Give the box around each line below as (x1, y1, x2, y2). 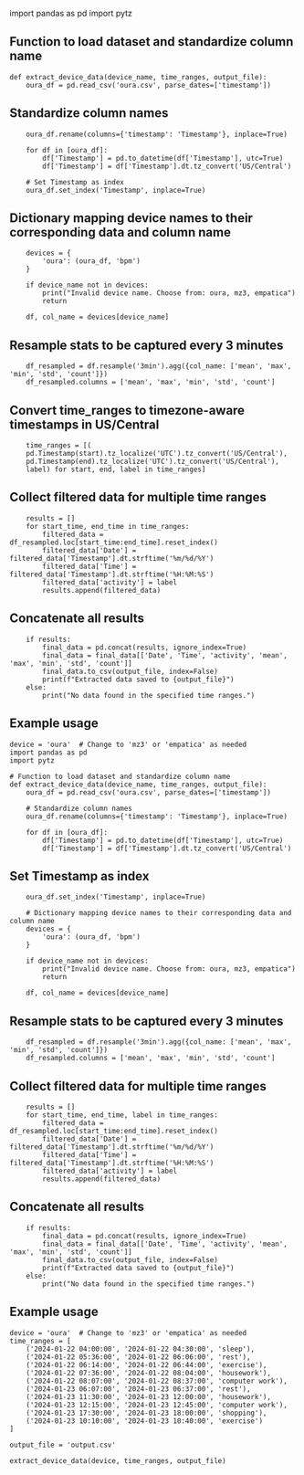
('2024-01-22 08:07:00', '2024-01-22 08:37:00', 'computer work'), (26, 1376, 288, 1385)
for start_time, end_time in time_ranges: (26, 522, 190, 531)
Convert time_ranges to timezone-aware (9, 402, 245, 418)
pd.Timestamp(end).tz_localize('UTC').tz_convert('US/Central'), (26, 457, 280, 467)
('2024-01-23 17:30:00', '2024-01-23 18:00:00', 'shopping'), (26, 1408, 267, 1417)
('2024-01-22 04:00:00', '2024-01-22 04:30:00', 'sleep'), (26, 1344, 256, 1354)
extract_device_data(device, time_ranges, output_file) (9, 1456, 226, 1465)
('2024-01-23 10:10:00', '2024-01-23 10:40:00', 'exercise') (26, 1416, 263, 1426)
